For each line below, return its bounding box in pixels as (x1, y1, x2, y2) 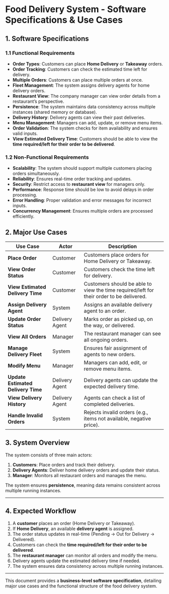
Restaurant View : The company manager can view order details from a (12, 93, 161, 99)
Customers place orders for (83, 251, 149, 258)
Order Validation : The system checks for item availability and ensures (12, 125, 158, 131)
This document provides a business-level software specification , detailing (5, 577, 162, 583)
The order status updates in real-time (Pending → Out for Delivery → (12, 531, 155, 537)
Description (108, 243, 137, 250)
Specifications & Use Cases (5, 14, 123, 26)
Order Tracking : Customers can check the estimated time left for (12, 66, 147, 72)
